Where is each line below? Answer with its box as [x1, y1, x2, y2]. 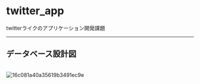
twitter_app [6, 4, 64, 18]
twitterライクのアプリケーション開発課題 [6, 24, 105, 31]
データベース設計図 [6, 49, 76, 59]
